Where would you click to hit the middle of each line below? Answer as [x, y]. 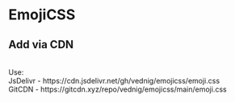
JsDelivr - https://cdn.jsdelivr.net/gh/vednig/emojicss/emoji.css [114, 81]
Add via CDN [41, 45]
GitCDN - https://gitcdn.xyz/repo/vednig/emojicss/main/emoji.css [118, 89]
